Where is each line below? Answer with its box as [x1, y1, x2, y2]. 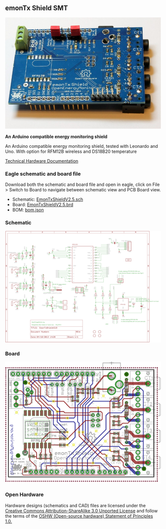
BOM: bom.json [12, 207, 44, 213]
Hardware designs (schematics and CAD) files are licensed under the [5, 502, 146, 508]
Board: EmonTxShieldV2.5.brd [12, 202, 74, 208]
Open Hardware [5, 491, 44, 498]
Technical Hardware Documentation [5, 158, 79, 164]
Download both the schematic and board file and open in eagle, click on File [5, 181, 160, 187]
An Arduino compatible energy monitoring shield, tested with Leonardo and [5, 143, 158, 149]
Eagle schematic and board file [5, 171, 81, 177]
